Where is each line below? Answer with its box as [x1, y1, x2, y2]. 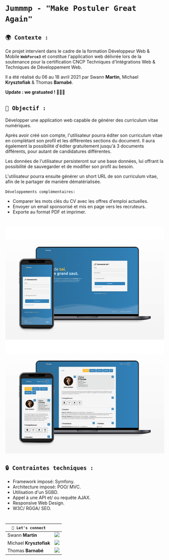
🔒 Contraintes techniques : [5, 464, 94, 472]
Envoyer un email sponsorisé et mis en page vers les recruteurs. [12, 203, 146, 209]
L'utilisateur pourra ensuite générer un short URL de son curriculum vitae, [5, 173, 158, 179]
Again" [5, 15, 33, 24]
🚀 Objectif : [5, 104, 46, 112]
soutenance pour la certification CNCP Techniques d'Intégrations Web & [5, 59, 155, 65]
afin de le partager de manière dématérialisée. [5, 179, 101, 185]
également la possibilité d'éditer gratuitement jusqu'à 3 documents [5, 143, 144, 149]
